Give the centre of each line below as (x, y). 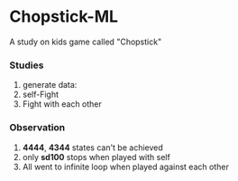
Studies (27, 65)
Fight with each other (62, 104)
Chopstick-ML (64, 17)
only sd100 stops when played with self (96, 157)
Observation (37, 128)
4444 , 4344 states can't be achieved (93, 148)
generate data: (50, 85)
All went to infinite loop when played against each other (126, 167)
